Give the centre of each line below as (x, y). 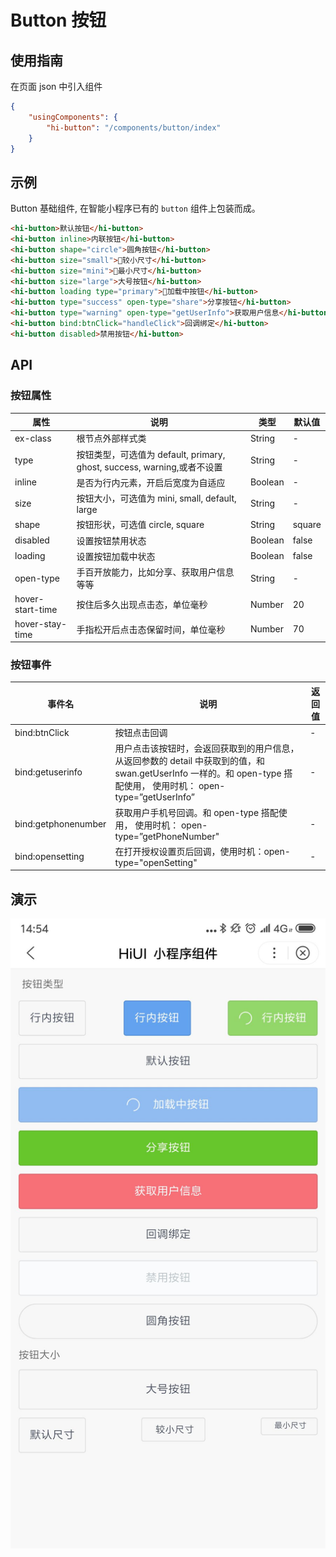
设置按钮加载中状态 (116, 556)
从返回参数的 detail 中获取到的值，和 (189, 761)
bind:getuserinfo (48, 772)
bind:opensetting (49, 856)
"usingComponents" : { (73, 117)
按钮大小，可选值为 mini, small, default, (156, 498)
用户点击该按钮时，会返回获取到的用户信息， (207, 748)
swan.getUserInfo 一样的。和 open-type (198, 773)
